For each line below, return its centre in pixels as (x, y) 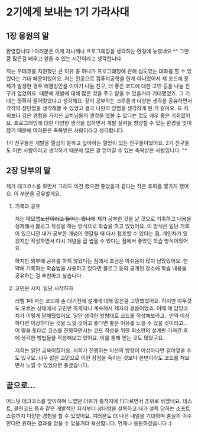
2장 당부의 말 (28, 171)
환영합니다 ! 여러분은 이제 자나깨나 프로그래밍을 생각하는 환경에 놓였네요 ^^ (92, 51)
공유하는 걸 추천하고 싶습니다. (49, 275)
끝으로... (21, 386)
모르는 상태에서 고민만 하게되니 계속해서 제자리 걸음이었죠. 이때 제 (97, 308)
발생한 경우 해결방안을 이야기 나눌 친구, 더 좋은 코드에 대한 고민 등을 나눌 (100, 86)
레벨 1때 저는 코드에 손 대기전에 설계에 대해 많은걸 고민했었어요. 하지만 (95, 301)
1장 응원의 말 (27, 36)
